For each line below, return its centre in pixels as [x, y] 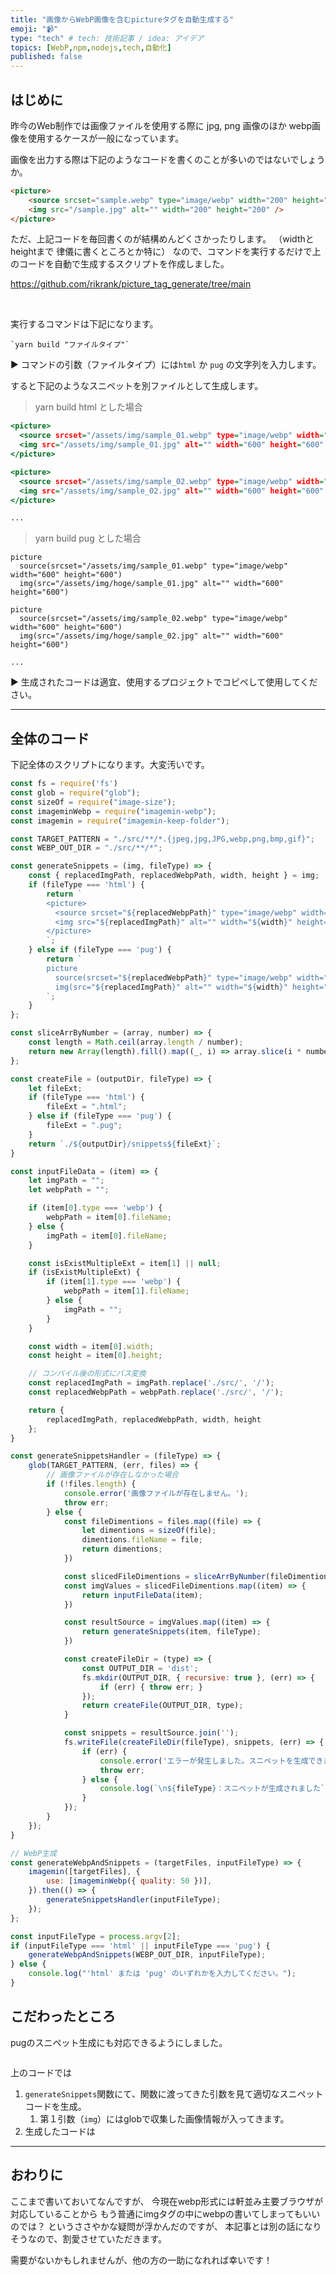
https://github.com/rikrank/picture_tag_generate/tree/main [131, 284]
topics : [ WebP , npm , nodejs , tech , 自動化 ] [91, 47]
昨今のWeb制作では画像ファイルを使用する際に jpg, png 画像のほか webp [161, 125]
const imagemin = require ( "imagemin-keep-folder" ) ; [120, 821]
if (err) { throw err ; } [151, 1687]
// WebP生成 [33, 1853]
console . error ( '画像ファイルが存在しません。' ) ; [156, 1493]
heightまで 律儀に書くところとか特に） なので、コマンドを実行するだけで [161, 252]
